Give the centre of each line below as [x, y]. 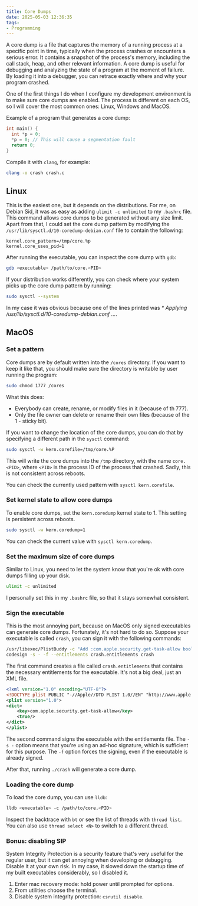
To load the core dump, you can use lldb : [57, 797]
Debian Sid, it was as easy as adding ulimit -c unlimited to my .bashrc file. [99, 212]
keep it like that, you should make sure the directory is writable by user [92, 368]
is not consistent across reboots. [46, 473]
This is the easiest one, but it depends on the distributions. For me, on [91, 205]
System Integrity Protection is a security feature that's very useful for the [95, 854]
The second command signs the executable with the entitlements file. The [96, 739]
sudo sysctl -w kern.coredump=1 [46, 530]
